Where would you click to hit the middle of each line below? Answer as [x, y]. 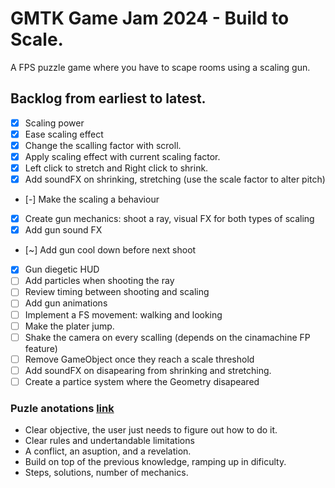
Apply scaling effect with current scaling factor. [122, 156]
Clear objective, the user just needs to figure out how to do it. [151, 430]
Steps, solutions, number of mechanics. [106, 473]
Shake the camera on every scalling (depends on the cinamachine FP [167, 337]
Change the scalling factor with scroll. [103, 145]
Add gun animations [66, 303]
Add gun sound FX [63, 230]
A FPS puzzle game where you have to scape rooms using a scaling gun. [160, 67]
